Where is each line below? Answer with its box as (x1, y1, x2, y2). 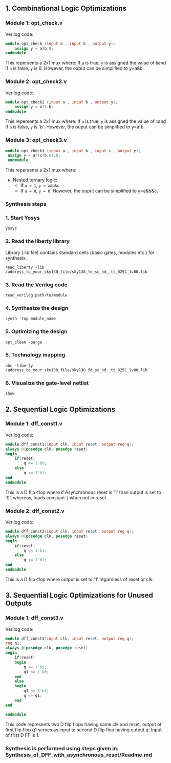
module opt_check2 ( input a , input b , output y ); (5, 99, 118, 104)
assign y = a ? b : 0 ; (14, 46, 54, 51)
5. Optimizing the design (5, 328, 68, 335)
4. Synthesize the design (5, 304, 69, 311)
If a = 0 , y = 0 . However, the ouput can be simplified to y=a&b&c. (20, 188, 159, 194)
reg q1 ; (5, 641, 22, 646)
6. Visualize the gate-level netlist (5, 379, 89, 386)
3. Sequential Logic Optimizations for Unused (5, 591, 154, 600)
